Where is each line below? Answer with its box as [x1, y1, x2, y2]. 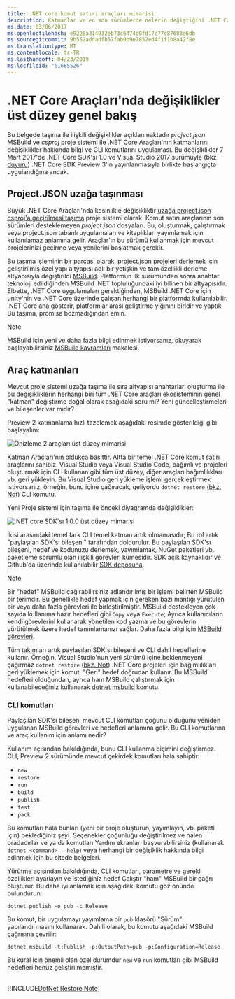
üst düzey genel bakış [7, 107, 138, 123]
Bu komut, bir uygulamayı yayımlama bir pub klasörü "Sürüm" [7, 915, 183, 923]
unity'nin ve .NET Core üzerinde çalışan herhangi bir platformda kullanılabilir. [7, 295, 228, 303]
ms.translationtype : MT [7, 43, 77, 50]
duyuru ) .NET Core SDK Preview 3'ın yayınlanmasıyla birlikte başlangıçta [7, 160, 217, 169]
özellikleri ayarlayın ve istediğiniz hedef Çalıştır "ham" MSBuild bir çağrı [7, 874, 213, 883]
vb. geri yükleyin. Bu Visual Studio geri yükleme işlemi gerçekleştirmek [7, 475, 211, 483]
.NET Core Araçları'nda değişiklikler [7, 92, 220, 108]
